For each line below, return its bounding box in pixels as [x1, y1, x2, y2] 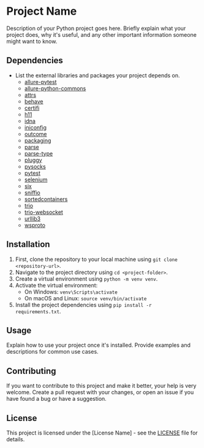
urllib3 [24, 215, 41, 222]
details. [6, 436, 25, 442]
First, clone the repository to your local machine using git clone [15, 256, 178, 263]
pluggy [24, 156, 42, 164]
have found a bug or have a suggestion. [6, 395, 107, 403]
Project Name [6, 4, 77, 18]
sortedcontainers [24, 195, 68, 203]
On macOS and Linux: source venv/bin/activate [24, 294, 147, 302]
